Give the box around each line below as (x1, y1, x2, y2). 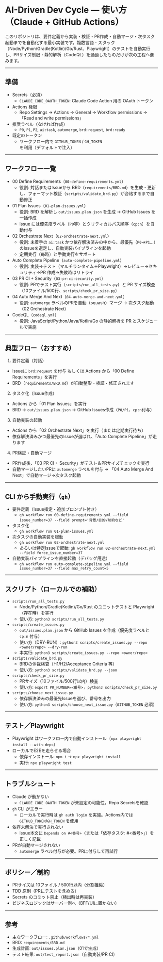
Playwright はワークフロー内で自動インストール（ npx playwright (12, 735, 142, 741)
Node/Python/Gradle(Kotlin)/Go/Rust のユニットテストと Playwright (19, 604, 155, 609)
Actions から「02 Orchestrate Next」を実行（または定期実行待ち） (12, 427, 146, 433)
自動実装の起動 (12, 417, 42, 423)
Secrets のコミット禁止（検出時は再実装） (12, 894, 97, 900)
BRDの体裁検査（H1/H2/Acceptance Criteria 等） (19, 661, 117, 667)
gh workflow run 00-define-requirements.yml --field (19, 513, 129, 518)
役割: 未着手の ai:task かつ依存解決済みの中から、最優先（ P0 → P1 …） (19, 239, 158, 245)
